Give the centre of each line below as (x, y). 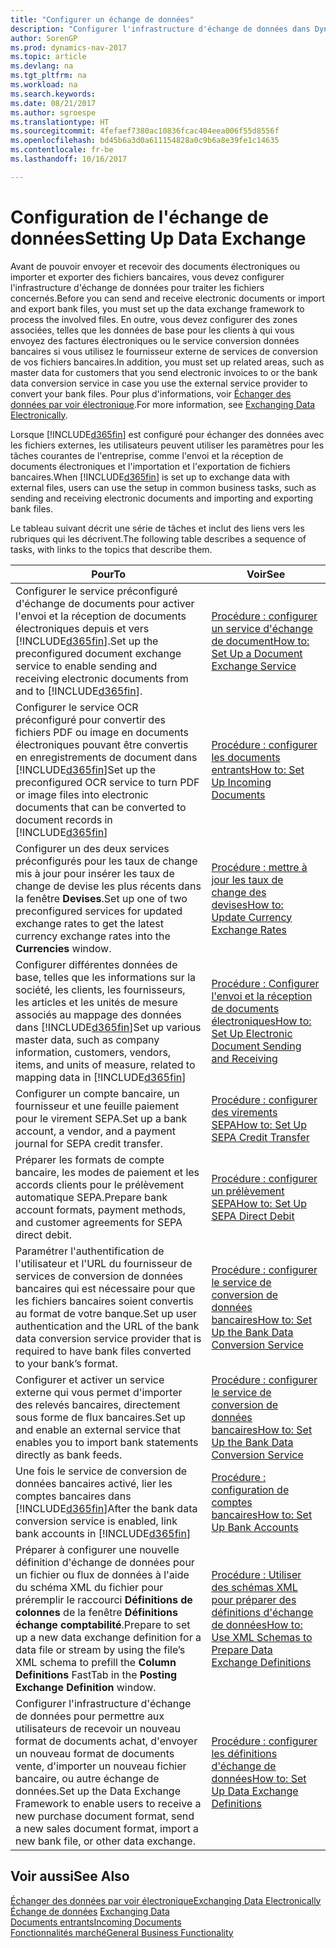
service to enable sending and (86, 666)
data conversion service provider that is (108, 1338)
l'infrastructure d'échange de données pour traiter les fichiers (137, 287)
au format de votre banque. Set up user (106, 1313)
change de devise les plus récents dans (108, 886)
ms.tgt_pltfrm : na (48, 76)
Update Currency (252, 917)
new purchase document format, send (105, 1816)
